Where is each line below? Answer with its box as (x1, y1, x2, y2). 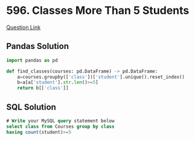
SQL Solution (6, 102, 56, 112)
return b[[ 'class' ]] (17, 85, 69, 91)
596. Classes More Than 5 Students (6, 4, 190, 18)
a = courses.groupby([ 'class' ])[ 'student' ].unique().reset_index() (17, 74, 185, 80)
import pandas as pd (6, 57, 59, 64)
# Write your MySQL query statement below (6, 117, 115, 124)
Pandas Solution (6, 41, 69, 51)
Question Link (6, 24, 41, 31)
